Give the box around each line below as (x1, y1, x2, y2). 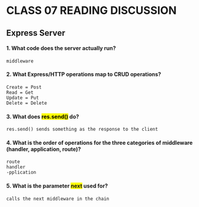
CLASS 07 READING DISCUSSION (6, 4, 177, 18)
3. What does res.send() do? (6, 113, 80, 120)
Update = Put (6, 94, 39, 100)
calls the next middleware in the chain (6, 195, 110, 202)
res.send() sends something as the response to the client (6, 126, 158, 133)
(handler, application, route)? (6, 145, 82, 153)
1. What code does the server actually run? (6, 45, 116, 52)
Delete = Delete (6, 100, 47, 106)
